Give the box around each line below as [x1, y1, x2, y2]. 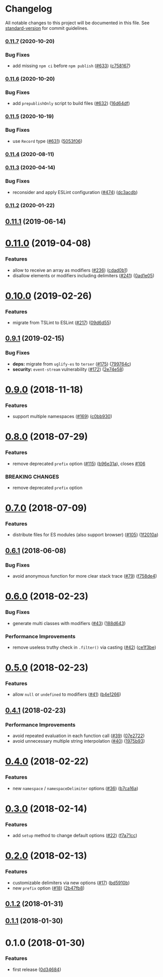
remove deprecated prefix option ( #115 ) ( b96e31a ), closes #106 [12, 460, 146, 467]
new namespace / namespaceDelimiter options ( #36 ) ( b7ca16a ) [12, 785, 138, 791]
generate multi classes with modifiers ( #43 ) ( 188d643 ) [12, 620, 126, 626]
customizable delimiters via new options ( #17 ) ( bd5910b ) [12, 880, 130, 886]
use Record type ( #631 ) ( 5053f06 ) [12, 138, 83, 144]
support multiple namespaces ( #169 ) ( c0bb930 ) [12, 414, 112, 420]
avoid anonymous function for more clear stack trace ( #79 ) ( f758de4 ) [12, 573, 157, 579]
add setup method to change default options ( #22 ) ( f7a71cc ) [12, 833, 137, 839]
